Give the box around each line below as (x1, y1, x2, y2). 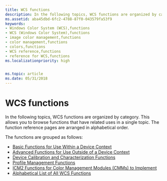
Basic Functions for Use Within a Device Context (12, 144, 112, 150)
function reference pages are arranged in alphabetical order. (5, 124, 129, 130)
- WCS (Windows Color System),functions (5, 30, 90, 35)
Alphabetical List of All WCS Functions (12, 170, 91, 176)
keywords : (5, 21, 26, 26)
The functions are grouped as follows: (5, 134, 83, 140)
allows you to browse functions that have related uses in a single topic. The (5, 119, 160, 125)
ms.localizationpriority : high (5, 58, 70, 63)
